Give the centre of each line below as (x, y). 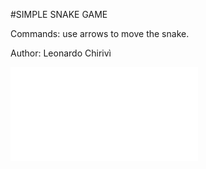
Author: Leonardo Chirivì (61, 53)
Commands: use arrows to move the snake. (100, 33)
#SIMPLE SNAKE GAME (59, 14)
